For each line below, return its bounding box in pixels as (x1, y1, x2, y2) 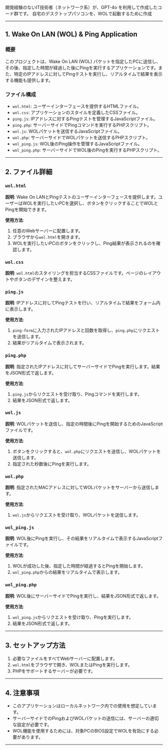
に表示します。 (5, 306, 36, 312)
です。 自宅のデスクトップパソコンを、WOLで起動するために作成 (18, 11, 152, 17)
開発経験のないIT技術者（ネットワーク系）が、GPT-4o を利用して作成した (5, 5, 158, 10)
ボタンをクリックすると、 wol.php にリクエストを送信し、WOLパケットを (12, 448, 161, 454)
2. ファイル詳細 (5, 168, 52, 176)
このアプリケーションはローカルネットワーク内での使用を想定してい (12, 703, 153, 709)
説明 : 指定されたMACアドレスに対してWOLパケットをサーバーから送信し (5, 485, 155, 491)
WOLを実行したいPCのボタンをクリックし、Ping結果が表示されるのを (12, 240, 156, 246)
